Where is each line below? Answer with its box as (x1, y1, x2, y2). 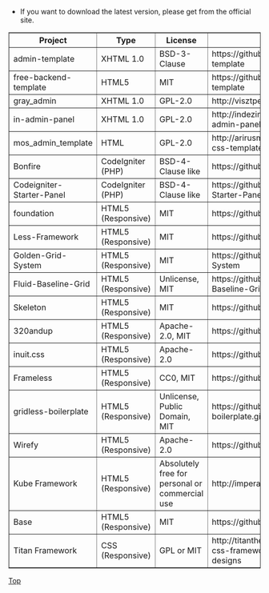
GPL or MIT (159, 545, 203, 555)
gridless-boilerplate (13, 406, 89, 417)
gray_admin (13, 95, 57, 106)
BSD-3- (159, 48, 192, 59)
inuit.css (13, 349, 46, 359)
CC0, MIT (159, 372, 196, 383)
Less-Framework (13, 231, 79, 242)
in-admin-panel (13, 114, 74, 125)
